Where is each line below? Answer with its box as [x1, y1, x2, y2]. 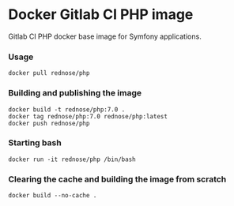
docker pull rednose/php [8, 69, 90, 77]
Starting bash [8, 137, 62, 148]
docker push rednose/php [8, 119, 90, 127]
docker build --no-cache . [8, 192, 97, 200]
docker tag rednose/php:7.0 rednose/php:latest [8, 112, 168, 120]
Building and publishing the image [8, 88, 142, 99]
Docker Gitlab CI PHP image [8, 6, 194, 24]
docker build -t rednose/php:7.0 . [8, 105, 126, 114]
